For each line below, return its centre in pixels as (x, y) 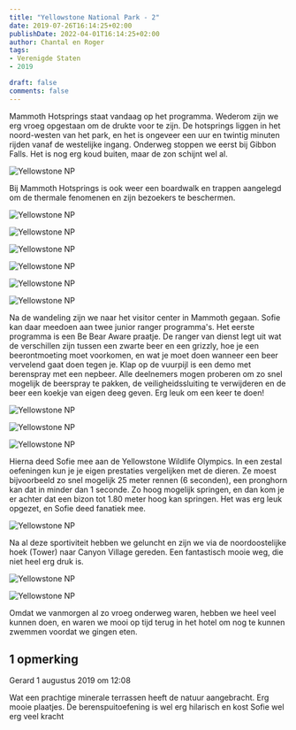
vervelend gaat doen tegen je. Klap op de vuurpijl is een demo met (130, 365)
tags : (19, 50)
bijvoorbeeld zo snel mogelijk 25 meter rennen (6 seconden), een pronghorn (148, 480)
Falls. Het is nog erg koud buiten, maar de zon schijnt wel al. (118, 154)
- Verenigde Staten (45, 58)
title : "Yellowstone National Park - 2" (85, 17)
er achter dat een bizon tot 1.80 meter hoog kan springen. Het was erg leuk (146, 499)
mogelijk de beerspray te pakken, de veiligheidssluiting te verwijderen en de (148, 383)
